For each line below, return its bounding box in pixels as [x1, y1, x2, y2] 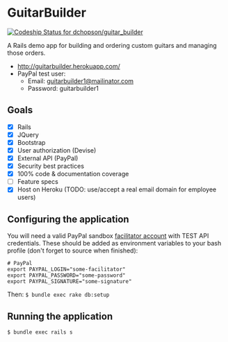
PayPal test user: [17, 69, 66, 78]
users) [17, 193, 36, 202]
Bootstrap [17, 138, 46, 146]
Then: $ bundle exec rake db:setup [7, 290, 110, 299]
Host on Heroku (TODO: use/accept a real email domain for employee [17, 185, 217, 194]
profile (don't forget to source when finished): [7, 246, 138, 255]
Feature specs [17, 178, 59, 186]
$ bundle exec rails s [7, 328, 73, 336]
